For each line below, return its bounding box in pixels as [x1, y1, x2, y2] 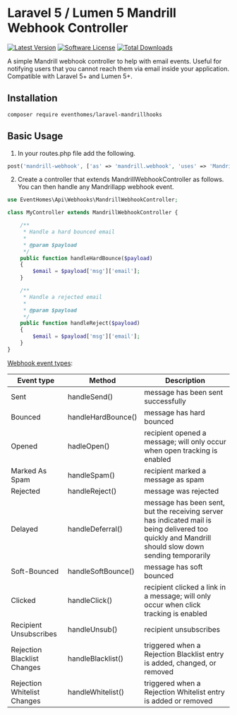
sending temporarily [144, 550, 211, 560]
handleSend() [68, 391, 114, 401]
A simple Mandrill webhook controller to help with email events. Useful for [7, 56, 222, 65]
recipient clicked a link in [144, 582, 226, 592]
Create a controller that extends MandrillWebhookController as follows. [17, 175, 224, 184]
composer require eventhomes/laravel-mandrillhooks [7, 111, 162, 118]
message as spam [144, 475, 205, 484]
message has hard [144, 408, 206, 417]
